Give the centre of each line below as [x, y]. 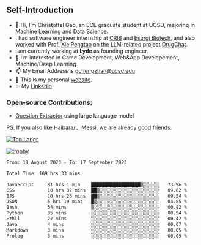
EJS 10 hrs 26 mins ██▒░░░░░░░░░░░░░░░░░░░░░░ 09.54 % [97, 196]
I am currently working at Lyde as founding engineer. [82, 51]
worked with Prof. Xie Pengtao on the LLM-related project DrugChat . [101, 44]
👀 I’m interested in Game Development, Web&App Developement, [97, 57]
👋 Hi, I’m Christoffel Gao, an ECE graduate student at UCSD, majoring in [105, 24]
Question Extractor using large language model [75, 116]
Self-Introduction [40, 10]
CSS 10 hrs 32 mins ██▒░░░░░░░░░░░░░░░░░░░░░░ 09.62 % [97, 190]
